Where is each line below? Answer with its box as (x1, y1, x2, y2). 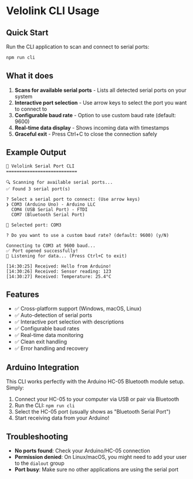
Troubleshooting (6, 431, 69, 441)
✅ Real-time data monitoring (14, 332, 84, 339)
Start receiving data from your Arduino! (14, 414, 110, 422)
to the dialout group (14, 460, 65, 467)
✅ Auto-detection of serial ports (14, 312, 93, 319)
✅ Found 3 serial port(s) (6, 186, 70, 192)
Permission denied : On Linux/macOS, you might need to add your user (14, 453, 187, 460)
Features (6, 289, 39, 299)
